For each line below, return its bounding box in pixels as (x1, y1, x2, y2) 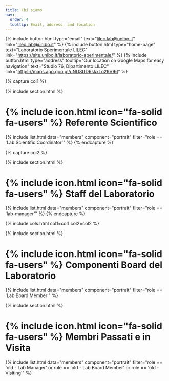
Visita (5, 342, 31, 354)
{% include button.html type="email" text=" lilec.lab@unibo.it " (5, 36, 135, 42)
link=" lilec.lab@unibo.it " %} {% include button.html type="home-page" (5, 41, 156, 48)
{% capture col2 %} (5, 150, 48, 156)
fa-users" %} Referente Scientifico (5, 117, 157, 129)
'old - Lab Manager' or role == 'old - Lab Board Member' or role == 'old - (5, 365, 159, 370)
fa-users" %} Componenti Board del (5, 259, 163, 271)
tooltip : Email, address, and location (10, 22, 95, 27)
